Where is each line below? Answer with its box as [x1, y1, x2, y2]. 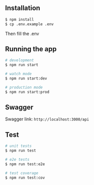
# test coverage [5, 170, 38, 176]
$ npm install [5, 17, 34, 22]
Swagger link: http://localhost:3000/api [5, 116, 90, 122]
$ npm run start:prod [5, 89, 50, 94]
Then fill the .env [5, 31, 39, 37]
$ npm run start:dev [5, 76, 48, 81]
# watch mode [5, 72, 32, 76]
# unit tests [5, 144, 32, 148]
